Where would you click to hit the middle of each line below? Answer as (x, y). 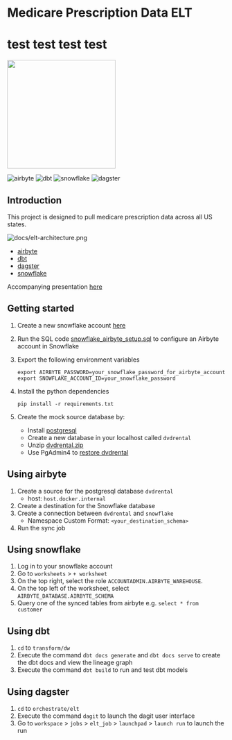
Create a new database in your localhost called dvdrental (109, 437)
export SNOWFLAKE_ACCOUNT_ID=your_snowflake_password (96, 378)
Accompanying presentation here (55, 287)
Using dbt (29, 631)
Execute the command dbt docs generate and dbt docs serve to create (119, 655)
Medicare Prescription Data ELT (100, 13)
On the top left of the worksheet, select (73, 589)
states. (17, 224)
